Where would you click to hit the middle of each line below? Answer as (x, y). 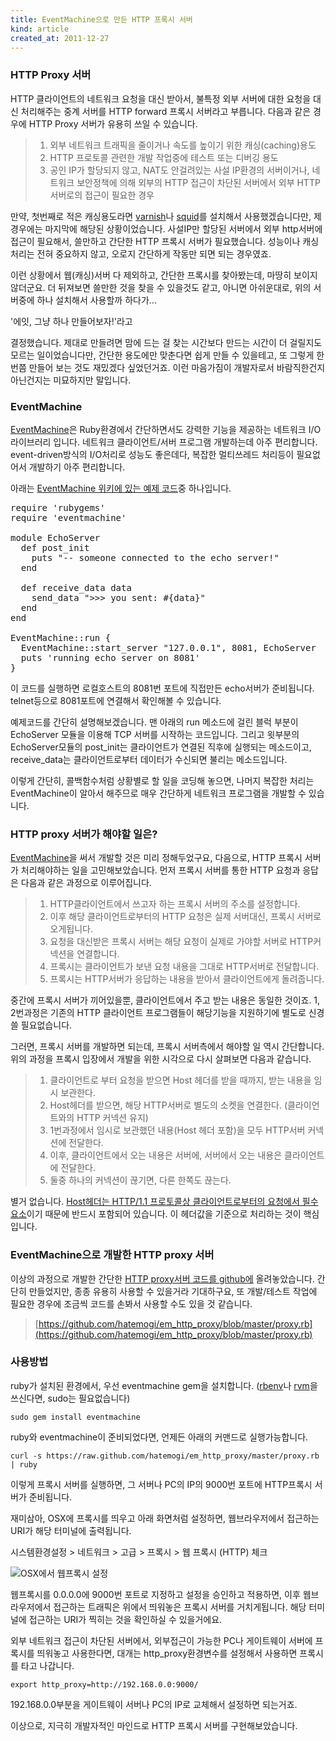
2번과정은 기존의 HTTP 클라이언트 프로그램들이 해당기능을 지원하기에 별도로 (158, 1013)
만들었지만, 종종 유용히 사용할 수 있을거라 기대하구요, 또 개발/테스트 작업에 (173, 1291)
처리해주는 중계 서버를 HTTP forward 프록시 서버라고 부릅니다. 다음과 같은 (166, 111)
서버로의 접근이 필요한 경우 (102, 195)
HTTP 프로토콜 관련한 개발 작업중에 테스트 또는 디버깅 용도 (164, 157)
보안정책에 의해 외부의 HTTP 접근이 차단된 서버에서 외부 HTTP (198, 182)
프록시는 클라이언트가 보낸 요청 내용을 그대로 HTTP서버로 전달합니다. (184, 967)
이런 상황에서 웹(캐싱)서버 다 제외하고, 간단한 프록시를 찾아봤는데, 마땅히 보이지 (164, 275)
